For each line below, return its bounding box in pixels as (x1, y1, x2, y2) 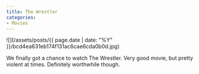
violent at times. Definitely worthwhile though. (6, 61, 121, 68)
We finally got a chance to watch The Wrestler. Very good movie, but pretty (6, 55, 194, 62)
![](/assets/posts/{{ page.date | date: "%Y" (6, 37, 113, 44)
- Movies (6, 20, 28, 26)
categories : (6, 14, 36, 20)
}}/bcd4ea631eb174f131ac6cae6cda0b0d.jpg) (6, 43, 119, 50)
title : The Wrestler (6, 8, 58, 15)
